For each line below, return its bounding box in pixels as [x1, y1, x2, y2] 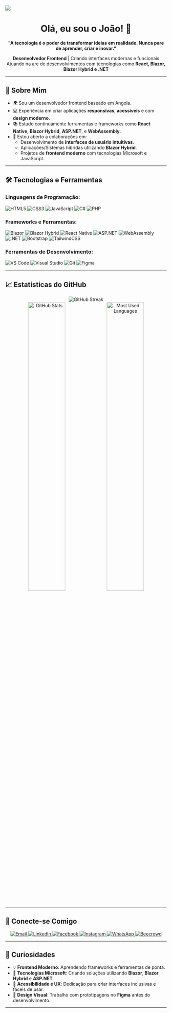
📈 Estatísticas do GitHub [5, 280, 87, 289]
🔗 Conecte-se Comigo [5, 917, 77, 926]
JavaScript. [20, 155, 45, 161]
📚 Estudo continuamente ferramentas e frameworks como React [12, 121, 151, 127]
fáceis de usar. [12, 986, 45, 992]
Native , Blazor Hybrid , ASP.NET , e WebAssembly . [12, 128, 121, 134]
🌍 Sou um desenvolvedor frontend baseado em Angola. [12, 100, 132, 106]
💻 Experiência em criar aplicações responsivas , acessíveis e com [12, 107, 155, 114]
